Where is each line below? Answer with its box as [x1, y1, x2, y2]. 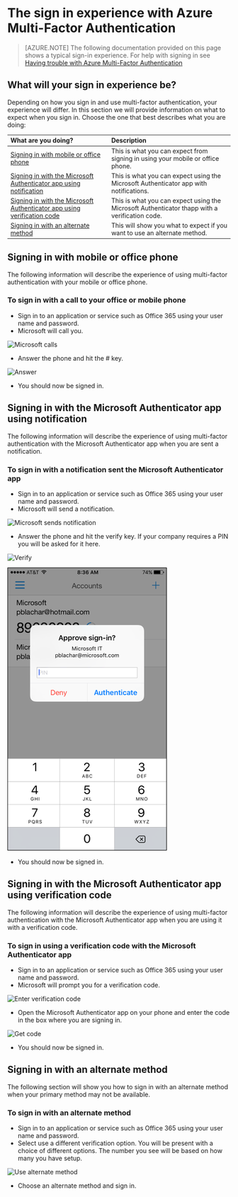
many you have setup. [17, 1154, 83, 1163]
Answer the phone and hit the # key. [17, 354, 124, 362]
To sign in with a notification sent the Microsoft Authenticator [7, 464, 224, 474]
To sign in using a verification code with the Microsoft [7, 940, 196, 950]
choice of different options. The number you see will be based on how [17, 1147, 223, 1155]
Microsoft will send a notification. [17, 505, 115, 513]
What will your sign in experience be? [7, 79, 177, 91]
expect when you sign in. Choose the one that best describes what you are [7, 113, 227, 121]
